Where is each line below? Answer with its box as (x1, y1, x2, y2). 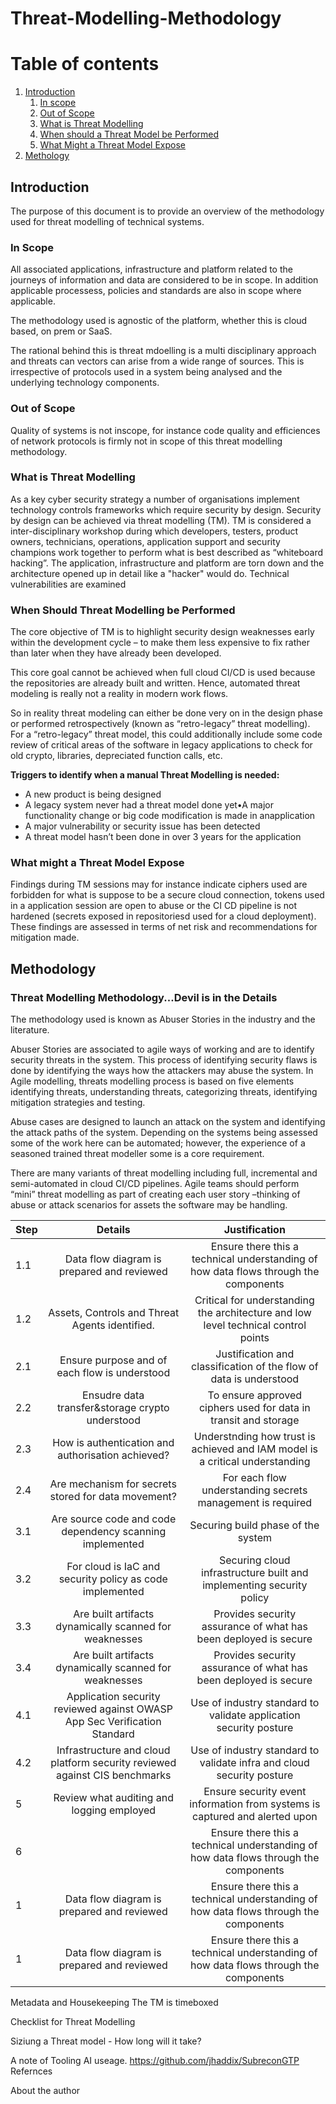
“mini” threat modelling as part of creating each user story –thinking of (10, 1188, 301, 1201)
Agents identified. (71, 1318, 155, 1332)
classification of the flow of (191, 1360, 319, 1374)
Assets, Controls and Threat (48, 1306, 180, 1320)
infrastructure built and (201, 1566, 309, 1580)
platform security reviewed (50, 1756, 177, 1770)
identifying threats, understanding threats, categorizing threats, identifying (10, 1086, 318, 1098)
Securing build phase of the (189, 1518, 320, 1532)
